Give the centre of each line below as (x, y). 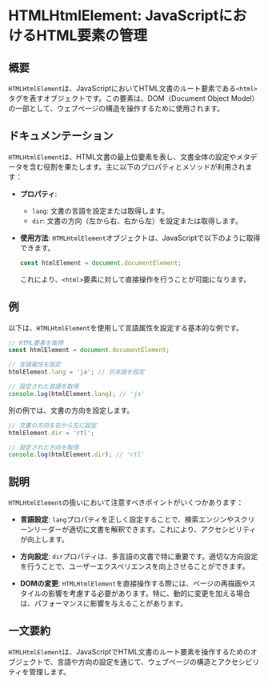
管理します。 (50, 671)
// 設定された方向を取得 (44, 447)
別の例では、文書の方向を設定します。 (71, 410)
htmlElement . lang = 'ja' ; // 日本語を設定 (76, 372)
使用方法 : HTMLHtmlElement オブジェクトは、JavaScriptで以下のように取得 (140, 238)
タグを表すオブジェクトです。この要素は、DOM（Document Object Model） (134, 98)
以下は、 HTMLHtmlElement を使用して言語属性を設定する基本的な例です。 (126, 327)
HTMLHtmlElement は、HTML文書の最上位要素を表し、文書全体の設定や (122, 157)
